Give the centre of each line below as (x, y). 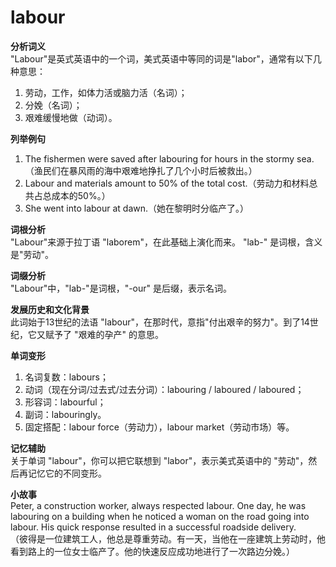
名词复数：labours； (66, 377)
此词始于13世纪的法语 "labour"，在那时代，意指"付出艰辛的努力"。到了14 (160, 322)
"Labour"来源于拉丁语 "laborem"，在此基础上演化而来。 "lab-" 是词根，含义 (166, 242)
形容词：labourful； (65, 402)
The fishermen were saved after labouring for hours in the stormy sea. (169, 158)
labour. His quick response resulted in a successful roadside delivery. (153, 527)
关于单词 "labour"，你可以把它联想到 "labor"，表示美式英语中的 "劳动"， (159, 460)
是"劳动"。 (32, 254)
